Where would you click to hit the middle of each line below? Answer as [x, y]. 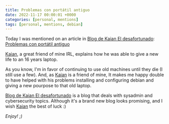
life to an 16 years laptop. [32, 60]
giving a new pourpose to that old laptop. [48, 86]
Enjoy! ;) [14, 116]
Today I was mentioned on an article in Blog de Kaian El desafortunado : [80, 39]
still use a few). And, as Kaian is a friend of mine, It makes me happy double [85, 75]
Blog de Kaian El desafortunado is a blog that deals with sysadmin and [79, 95]
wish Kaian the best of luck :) [36, 106]
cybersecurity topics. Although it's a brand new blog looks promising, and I [84, 101]
